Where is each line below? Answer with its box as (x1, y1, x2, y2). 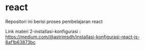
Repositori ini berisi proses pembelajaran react (5, 18, 103, 24)
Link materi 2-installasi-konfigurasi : (5, 28, 81, 34)
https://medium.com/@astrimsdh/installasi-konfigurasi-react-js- (5, 34, 140, 40)
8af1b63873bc (5, 39, 36, 45)
